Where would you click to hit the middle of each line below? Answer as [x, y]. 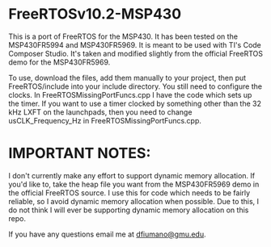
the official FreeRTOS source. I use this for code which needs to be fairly [129, 193]
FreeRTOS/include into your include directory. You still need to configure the [135, 86]
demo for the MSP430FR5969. [59, 62]
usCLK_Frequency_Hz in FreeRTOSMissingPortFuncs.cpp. [105, 120]
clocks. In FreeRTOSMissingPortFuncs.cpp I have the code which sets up [130, 94]
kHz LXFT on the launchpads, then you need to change [100, 112]
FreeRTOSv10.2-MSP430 [95, 14]
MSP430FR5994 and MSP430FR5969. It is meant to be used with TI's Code [135, 44]
